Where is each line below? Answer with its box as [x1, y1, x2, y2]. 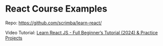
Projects [5, 35, 23, 41]
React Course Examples [5, 3, 107, 15]
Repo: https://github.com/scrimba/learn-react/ [5, 20, 102, 26]
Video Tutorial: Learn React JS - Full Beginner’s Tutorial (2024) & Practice [5, 29, 158, 35]
